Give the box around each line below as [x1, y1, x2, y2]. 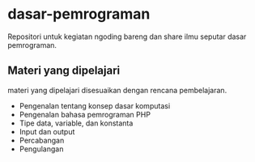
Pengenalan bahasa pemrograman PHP [19, 109, 151, 119]
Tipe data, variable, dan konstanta [19, 118, 134, 128]
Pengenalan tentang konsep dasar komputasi [19, 100, 171, 110]
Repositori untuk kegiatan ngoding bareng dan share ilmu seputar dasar [7, 32, 247, 41]
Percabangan [19, 135, 65, 145]
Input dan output [19, 126, 75, 136]
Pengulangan [19, 143, 64, 154]
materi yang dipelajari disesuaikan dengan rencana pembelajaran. [7, 85, 227, 95]
